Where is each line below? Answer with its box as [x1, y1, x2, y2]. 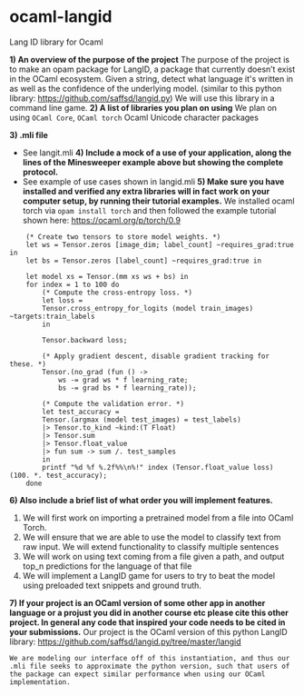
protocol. [22, 166, 59, 177]
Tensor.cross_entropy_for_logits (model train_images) [42, 303, 254, 313]
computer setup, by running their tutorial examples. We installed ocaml [22, 195, 295, 206]
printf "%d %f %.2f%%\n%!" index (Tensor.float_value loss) [42, 462, 274, 472]
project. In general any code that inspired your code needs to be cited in [9, 616, 286, 628]
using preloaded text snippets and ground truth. [22, 580, 202, 591]
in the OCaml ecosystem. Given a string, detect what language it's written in [9, 73, 293, 84]
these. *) [9, 359, 47, 369]
